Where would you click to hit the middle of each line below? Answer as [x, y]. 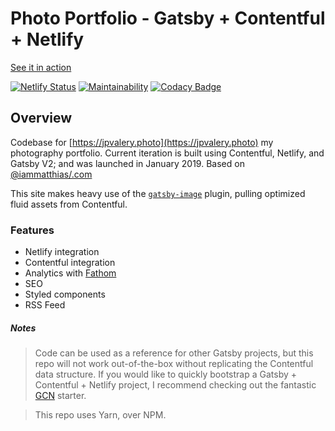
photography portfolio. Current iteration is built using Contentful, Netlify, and [167, 153]
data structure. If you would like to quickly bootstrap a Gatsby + [166, 374]
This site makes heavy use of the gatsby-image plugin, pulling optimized [158, 193]
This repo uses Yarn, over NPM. [100, 415]
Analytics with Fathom [70, 273]
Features [32, 230]
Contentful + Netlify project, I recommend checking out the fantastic [175, 385]
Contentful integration [70, 263]
